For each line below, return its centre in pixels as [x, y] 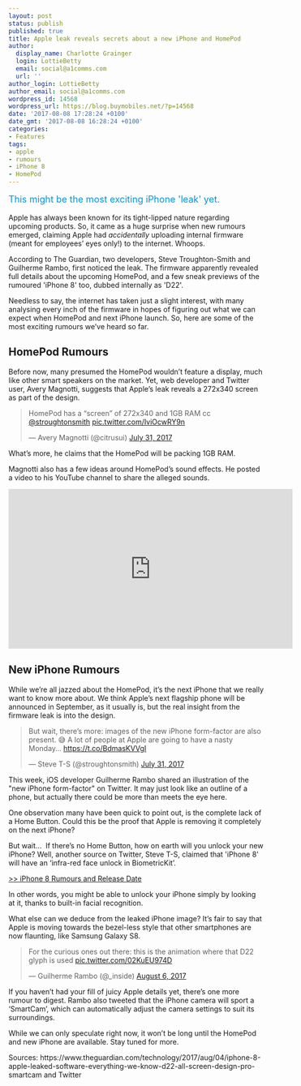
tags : [17, 144]
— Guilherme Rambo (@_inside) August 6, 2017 [107, 976]
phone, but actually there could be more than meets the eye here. [118, 796]
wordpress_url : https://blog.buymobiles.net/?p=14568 [101, 106]
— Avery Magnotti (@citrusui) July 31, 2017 [100, 437]
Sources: [24, 1057]
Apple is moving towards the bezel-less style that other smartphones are [130, 927]
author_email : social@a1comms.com [67, 91]
